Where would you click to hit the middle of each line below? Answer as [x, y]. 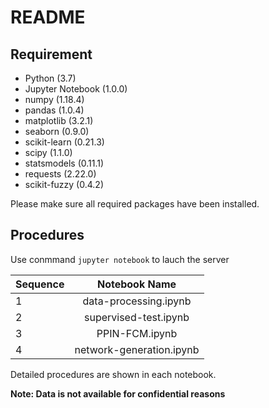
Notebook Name [136, 284]
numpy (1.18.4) [54, 99]
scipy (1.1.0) [48, 152]
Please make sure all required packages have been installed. [135, 204]
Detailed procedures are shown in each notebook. [113, 374]
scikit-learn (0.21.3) [64, 142]
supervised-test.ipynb [136, 317]
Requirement [51, 54]
